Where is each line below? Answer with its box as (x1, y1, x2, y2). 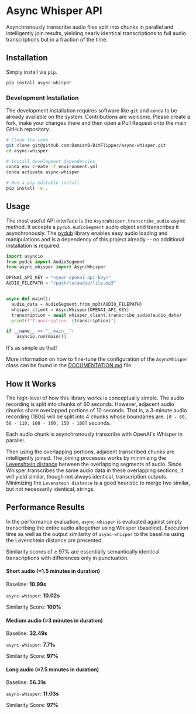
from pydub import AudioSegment (6, 259, 85, 265)
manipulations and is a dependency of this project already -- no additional (6, 235, 185, 242)
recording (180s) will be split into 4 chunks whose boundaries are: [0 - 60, (6, 413, 188, 420)
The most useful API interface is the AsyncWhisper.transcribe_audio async (6, 217, 186, 224)
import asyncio (6, 253, 43, 259)
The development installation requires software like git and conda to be (6, 107, 177, 114)
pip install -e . (6, 186, 49, 192)
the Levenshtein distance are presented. (6, 537, 104, 544)
